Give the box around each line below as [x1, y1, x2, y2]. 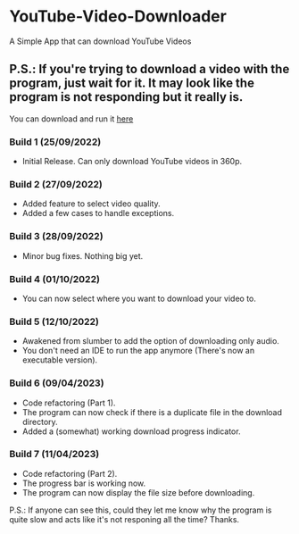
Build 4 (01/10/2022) [9, 272, 101, 285]
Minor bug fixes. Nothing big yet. [21, 250, 144, 261]
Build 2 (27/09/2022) [9, 178, 103, 190]
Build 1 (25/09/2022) [9, 136, 102, 148]
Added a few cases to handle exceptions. [21, 208, 175, 219]
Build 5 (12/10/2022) [9, 315, 100, 328]
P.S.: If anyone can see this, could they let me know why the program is [9, 505, 272, 515]
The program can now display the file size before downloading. [21, 487, 255, 497]
